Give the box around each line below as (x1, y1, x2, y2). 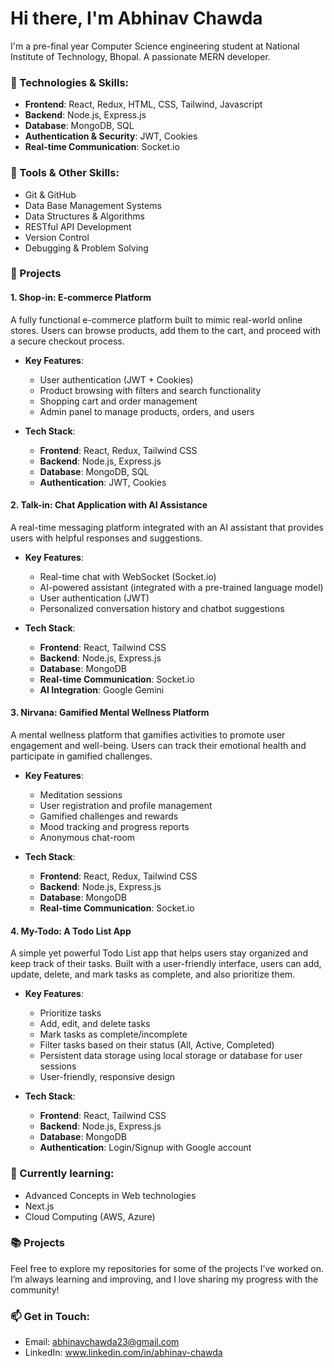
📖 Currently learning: (10, 1167, 115, 1181)
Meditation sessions (39, 789, 123, 801)
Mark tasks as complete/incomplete (39, 1028, 188, 1041)
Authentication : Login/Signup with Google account (39, 1142, 252, 1154)
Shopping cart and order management (39, 395, 198, 407)
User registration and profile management (39, 800, 213, 812)
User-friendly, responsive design (39, 1071, 176, 1083)
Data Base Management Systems (24, 199, 162, 211)
